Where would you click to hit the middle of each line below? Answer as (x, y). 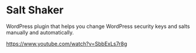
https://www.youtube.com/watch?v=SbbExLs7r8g (67, 44)
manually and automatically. (40, 32)
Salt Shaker (35, 10)
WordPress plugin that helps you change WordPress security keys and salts (98, 26)
